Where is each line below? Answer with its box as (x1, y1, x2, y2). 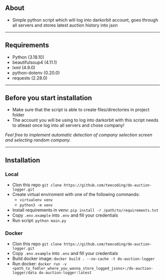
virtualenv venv (19, 197, 53, 203)
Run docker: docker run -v (12, 261, 67, 267)
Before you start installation (5, 94, 92, 102)
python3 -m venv (19, 203, 53, 208)
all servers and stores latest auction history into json (12, 22, 118, 28)
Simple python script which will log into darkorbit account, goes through (12, 17, 159, 23)
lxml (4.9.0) (12, 64, 35, 70)
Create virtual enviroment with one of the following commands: (12, 192, 140, 197)
